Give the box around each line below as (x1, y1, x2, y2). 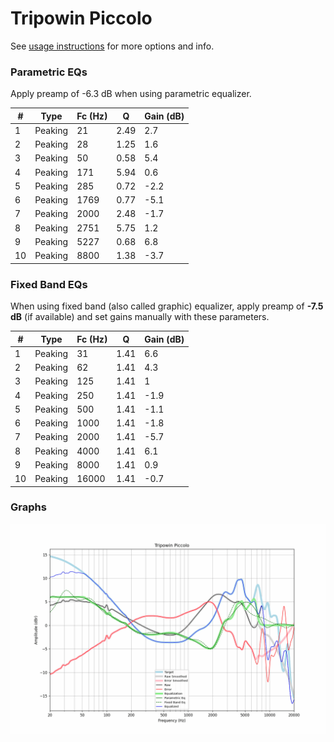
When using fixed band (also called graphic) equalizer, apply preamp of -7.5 (10, 300, 324, 312)
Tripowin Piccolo (10, 7, 153, 30)
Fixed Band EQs (10, 277, 88, 291)
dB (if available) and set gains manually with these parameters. (10, 311, 270, 323)
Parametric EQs (10, 65, 88, 79)
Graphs (10, 500, 47, 514)
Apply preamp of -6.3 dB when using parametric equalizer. (10, 88, 252, 100)
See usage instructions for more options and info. (10, 40, 215, 52)
